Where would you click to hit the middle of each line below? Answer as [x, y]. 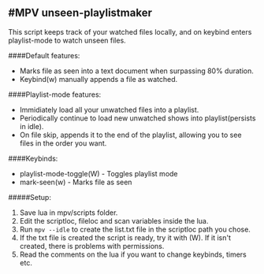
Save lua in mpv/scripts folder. [69, 213]
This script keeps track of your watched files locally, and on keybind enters [130, 31]
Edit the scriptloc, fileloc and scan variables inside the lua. [114, 220]
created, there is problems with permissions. [92, 246]
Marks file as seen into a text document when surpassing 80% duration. [137, 71]
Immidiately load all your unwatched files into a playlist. [109, 109]
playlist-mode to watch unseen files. [67, 40]
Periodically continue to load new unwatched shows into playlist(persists [138, 118]
